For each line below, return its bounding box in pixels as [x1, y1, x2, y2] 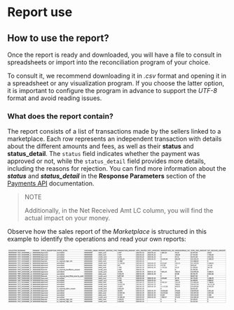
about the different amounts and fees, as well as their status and [7, 142, 194, 150]
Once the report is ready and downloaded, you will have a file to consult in [7, 50, 222, 59]
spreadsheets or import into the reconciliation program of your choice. [7, 58, 210, 66]
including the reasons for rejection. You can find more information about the [7, 164, 226, 173]
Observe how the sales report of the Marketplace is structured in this [7, 227, 207, 236]
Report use [7, 4, 73, 20]
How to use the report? [7, 32, 110, 44]
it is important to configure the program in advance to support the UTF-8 [7, 87, 217, 94]
